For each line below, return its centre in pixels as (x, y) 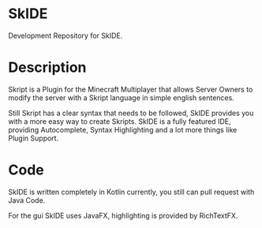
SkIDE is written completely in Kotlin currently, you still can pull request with (131, 192)
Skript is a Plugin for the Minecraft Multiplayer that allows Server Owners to (131, 89)
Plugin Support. (34, 138)
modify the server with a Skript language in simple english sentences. (121, 97)
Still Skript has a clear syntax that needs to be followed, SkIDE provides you (131, 113)
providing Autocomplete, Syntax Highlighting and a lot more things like (123, 129)
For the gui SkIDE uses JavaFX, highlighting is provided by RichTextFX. (123, 215)
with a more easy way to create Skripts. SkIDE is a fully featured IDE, (120, 121)
